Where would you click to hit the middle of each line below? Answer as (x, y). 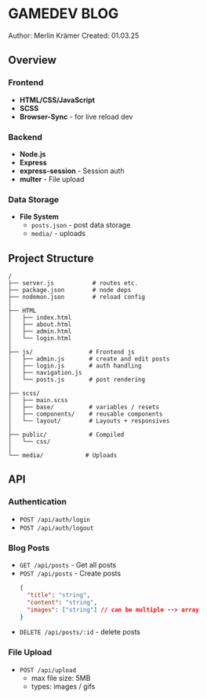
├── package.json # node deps (70, 290)
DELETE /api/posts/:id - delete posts (80, 632)
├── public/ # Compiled (66, 435)
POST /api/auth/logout (56, 528)
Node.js (33, 153)
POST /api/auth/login (54, 520)
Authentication (37, 502)
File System (39, 216)
